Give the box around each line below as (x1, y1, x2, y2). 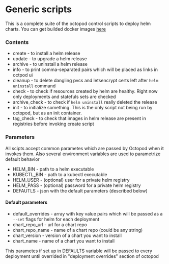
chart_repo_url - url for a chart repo (12, 221, 88, 228)
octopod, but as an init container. (12, 110, 82, 116)
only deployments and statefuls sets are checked (12, 93, 116, 100)
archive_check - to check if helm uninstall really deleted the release (12, 99, 157, 105)
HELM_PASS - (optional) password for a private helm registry (12, 182, 141, 188)
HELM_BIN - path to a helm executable (12, 166, 94, 172)
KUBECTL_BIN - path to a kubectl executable (12, 171, 107, 177)
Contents (5, 38, 29, 45)
